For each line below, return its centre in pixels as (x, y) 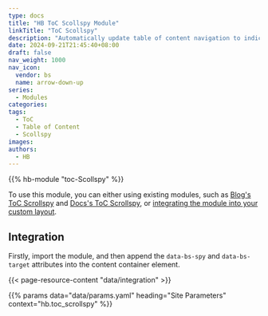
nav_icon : (25, 68)
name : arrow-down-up (49, 82)
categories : (28, 105)
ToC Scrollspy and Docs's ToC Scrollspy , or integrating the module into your (133, 203)
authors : (23, 149)
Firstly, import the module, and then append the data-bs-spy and (114, 256)
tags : (17, 113)
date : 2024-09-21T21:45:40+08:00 (64, 45)
